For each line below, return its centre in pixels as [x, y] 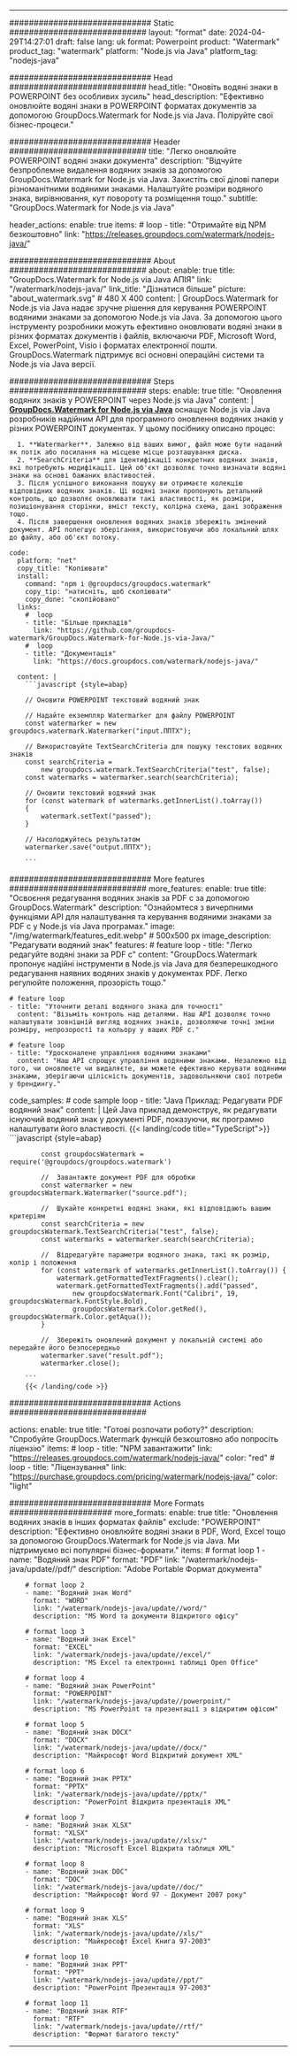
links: [29, 607]
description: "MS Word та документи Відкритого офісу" [136, 1616]
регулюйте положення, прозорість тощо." [88, 982]
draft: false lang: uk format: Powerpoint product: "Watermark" [168, 42]
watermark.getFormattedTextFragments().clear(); [148, 1278]
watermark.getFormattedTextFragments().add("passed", [157, 1286]
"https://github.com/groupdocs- [116, 630]
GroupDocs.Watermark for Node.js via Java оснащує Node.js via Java [140, 409]
